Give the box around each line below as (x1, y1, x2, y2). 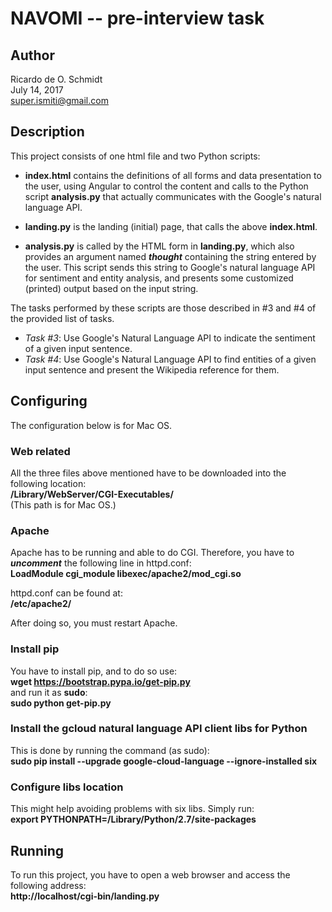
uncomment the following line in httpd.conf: (10, 557, 192, 569)
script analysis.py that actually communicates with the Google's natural (24, 190, 322, 202)
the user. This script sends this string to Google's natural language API (24, 261, 316, 273)
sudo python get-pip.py (10, 697, 112, 709)
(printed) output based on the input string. (24, 282, 199, 294)
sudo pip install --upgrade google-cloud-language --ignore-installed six (10, 755, 318, 767)
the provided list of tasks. (10, 312, 115, 324)
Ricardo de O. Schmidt (10, 73, 103, 85)
